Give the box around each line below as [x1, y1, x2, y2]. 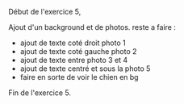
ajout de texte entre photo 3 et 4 [19, 56, 128, 64]
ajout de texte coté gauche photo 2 [19, 47, 137, 56]
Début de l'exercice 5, [8, 7, 82, 16]
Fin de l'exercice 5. [8, 88, 71, 98]
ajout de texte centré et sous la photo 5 [19, 64, 151, 73]
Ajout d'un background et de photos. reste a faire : [8, 23, 176, 31]
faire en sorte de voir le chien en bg [19, 73, 139, 81]
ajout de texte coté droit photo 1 [19, 38, 127, 48]
